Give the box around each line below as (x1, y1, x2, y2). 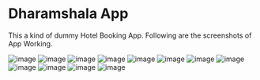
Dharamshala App (8, 5, 129, 23)
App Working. (8, 38, 53, 48)
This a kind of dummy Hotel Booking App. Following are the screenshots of (8, 31, 252, 40)
